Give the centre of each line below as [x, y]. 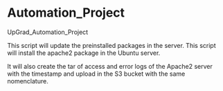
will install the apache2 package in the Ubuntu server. [84, 53]
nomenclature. [28, 81]
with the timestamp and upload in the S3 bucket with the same [96, 74]
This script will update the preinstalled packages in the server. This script [111, 45]
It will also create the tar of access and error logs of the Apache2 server [110, 66]
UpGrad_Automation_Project [48, 32]
